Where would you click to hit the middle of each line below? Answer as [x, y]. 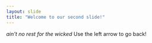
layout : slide [24, 11]
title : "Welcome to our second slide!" [56, 17]
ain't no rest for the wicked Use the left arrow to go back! [77, 34]
